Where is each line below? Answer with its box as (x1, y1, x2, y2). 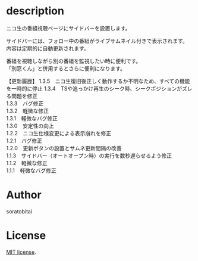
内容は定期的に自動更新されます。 (6, 45, 89, 52)
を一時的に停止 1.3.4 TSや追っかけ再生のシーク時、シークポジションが (6, 85, 183, 92)
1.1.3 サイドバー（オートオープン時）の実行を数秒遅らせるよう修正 (6, 152, 172, 159)
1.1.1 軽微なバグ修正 (6, 167, 56, 174)
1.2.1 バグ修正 (6, 137, 43, 144)
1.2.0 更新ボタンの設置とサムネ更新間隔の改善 (6, 144, 122, 151)
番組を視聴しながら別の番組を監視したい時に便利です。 (6, 57, 142, 64)
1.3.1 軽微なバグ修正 (6, 114, 58, 122)
